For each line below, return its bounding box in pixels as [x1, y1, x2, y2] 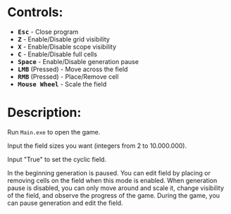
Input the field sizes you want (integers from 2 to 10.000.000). [7, 141, 187, 150]
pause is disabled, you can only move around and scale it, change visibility [7, 184, 224, 192]
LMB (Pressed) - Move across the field [17, 65, 128, 73]
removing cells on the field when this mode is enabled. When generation [7, 176, 218, 184]
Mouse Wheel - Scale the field [17, 80, 107, 88]
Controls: [7, 4, 63, 20]
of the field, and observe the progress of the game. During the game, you [7, 191, 220, 199]
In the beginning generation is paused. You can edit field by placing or [7, 168, 211, 177]
